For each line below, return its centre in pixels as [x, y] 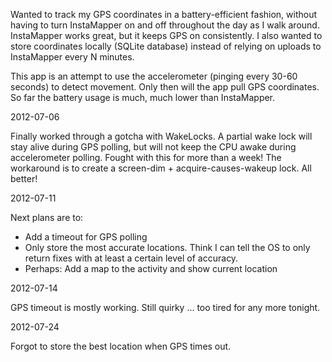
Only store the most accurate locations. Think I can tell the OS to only [167, 247]
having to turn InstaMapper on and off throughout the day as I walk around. [165, 25]
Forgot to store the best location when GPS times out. [121, 346]
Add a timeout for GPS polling [86, 237]
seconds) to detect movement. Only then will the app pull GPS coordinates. [165, 87]
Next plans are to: [47, 217]
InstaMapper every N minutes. [72, 57]
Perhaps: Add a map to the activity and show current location [151, 268]
